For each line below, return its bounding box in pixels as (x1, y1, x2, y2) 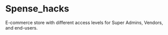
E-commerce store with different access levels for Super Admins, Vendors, (5, 19, 163, 25)
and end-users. (5, 24, 38, 30)
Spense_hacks (5, 3, 69, 14)
